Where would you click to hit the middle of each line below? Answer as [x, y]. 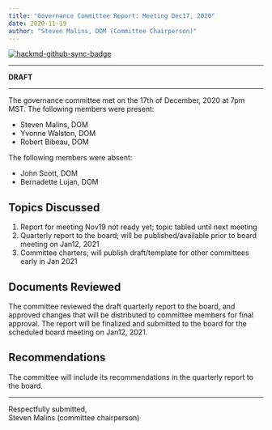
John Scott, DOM [49, 173]
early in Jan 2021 [49, 262]
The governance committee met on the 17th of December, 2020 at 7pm [127, 100]
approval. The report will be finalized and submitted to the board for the [127, 324]
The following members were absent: [70, 158]
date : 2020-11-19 [38, 23]
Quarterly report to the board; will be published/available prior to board [138, 236]
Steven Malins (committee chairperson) [74, 417]
